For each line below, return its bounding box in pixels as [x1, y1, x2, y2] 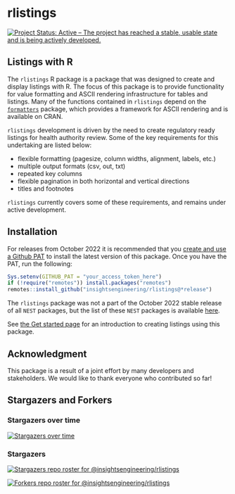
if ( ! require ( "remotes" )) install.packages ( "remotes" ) [7, 279, 172, 286]
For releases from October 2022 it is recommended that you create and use [7, 244, 227, 253]
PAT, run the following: [7, 259, 72, 268]
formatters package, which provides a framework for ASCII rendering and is [7, 104, 229, 113]
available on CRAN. [7, 112, 63, 120]
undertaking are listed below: [7, 141, 92, 149]
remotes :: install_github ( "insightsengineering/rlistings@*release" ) [7, 286, 212, 293]
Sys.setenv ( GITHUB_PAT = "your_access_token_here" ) [7, 273, 162, 280]
